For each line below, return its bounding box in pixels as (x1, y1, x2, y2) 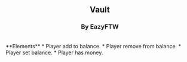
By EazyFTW (81, 23, 119, 31)
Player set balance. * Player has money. (5, 49, 103, 56)
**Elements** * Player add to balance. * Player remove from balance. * (5, 42, 182, 49)
